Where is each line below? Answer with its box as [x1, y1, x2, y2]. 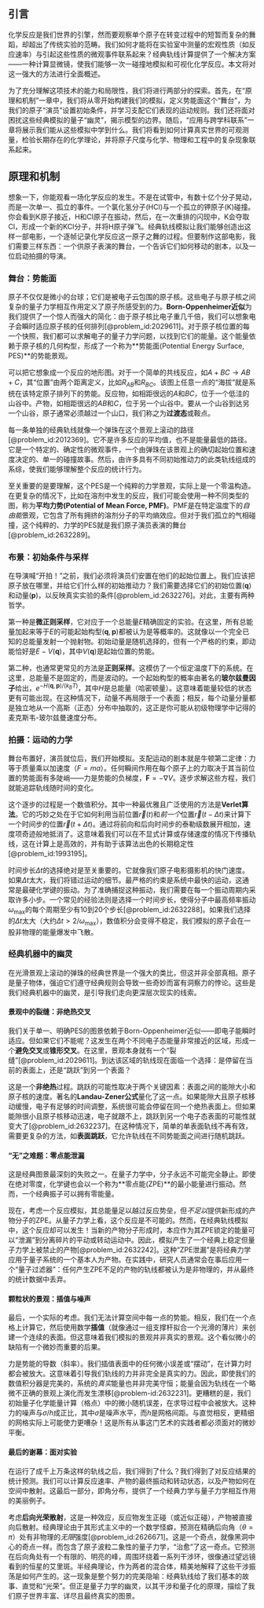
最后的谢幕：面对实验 [8, 1448, 77, 1457]
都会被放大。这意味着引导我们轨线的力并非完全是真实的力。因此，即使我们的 [8, 1369, 256, 1379]
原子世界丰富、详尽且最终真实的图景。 [14, 1591, 139, 1600]
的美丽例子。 [8, 1496, 49, 1505]
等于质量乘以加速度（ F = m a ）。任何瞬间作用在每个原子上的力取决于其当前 [8, 763, 249, 772]
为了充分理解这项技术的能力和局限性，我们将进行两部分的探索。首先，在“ [8, 86, 246, 95]
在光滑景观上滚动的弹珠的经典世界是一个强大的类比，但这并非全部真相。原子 [8, 968, 256, 977]
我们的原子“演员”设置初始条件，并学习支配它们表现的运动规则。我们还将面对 [8, 105, 255, 115]
